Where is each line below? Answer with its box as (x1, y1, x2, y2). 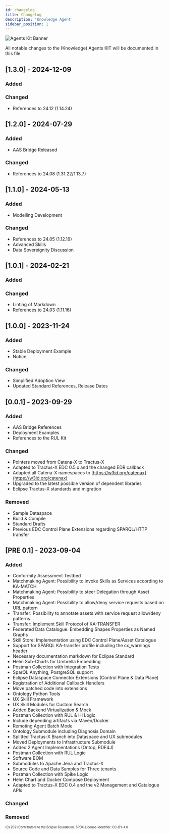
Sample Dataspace (12, 510, 52, 516)
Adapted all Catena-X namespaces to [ (12, 470, 93, 476)
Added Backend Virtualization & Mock (12, 707, 92, 713)
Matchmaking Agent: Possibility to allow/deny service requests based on (12, 600, 164, 606)
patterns (12, 616, 30, 622)
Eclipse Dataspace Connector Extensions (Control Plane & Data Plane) (12, 675, 159, 681)
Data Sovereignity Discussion (12, 247, 74, 253)
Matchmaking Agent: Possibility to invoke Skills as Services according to (12, 578, 163, 584)
